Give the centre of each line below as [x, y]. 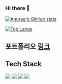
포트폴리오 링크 [28, 46]
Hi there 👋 [18, 8]
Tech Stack [23, 64]
